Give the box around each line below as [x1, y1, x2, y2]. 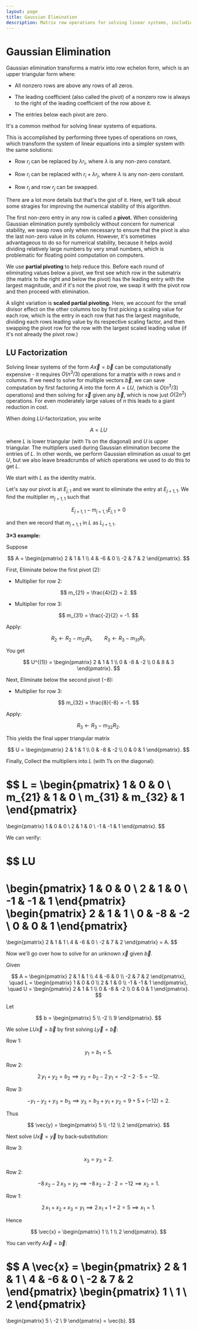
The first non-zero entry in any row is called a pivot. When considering [6, 214, 178, 221]
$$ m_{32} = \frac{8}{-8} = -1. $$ [57, 699, 140, 707]
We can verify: [6, 834, 42, 841]
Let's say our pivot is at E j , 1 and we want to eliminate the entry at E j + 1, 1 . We [6, 486, 189, 495]
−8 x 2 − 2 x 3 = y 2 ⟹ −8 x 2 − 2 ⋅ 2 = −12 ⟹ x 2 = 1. [38, 1180, 159, 1188]
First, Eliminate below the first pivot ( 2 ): [6, 566, 101, 573]
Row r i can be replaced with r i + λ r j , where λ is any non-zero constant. [14, 171, 185, 179]
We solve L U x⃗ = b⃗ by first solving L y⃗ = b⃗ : [6, 1026, 118, 1033]
